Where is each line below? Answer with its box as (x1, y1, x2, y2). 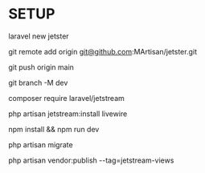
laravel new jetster (8, 31, 70, 41)
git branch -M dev (8, 78, 68, 87)
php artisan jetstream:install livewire (8, 109, 128, 119)
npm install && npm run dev (8, 124, 100, 134)
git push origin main (8, 62, 75, 72)
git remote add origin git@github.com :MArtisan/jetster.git (8, 46, 198, 56)
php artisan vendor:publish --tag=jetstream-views (8, 155, 174, 165)
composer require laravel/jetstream (8, 93, 125, 103)
